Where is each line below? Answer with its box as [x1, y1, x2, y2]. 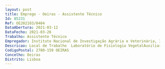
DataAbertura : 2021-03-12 [5, 25, 58, 30]
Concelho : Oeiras [5, 52, 41, 57]
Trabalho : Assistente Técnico [5, 34, 67, 39]
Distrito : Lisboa [5, 57, 41, 62]
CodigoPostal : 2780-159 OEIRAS [5, 48, 69, 52]
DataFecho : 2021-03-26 [5, 30, 52, 34]
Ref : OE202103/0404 [5, 20, 45, 26]
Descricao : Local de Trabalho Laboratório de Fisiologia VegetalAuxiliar [5, 43, 162, 48]
